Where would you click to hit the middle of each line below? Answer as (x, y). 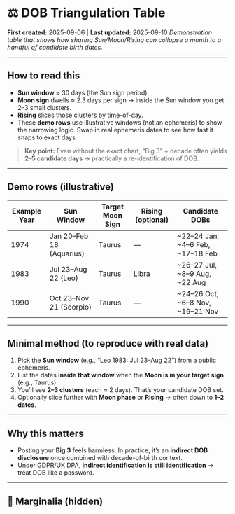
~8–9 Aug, (194, 273)
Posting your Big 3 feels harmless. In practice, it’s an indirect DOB (113, 450)
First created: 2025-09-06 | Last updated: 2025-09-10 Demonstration (109, 32)
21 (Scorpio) (71, 307)
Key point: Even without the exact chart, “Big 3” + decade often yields (126, 151)
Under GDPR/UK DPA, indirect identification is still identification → (115, 465)
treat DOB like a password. (56, 473)
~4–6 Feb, (194, 244)
